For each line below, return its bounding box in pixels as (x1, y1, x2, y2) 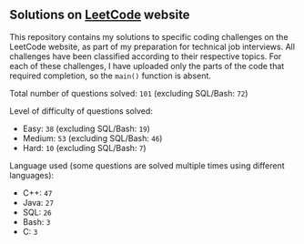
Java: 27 (22, 197, 55, 208)
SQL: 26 (22, 207, 52, 218)
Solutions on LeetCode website (9, 7, 190, 23)
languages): (9, 169, 55, 180)
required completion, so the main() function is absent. (9, 70, 212, 81)
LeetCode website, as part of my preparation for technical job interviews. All (9, 41, 296, 52)
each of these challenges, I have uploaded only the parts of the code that (9, 60, 285, 71)
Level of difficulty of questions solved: (9, 105, 153, 117)
